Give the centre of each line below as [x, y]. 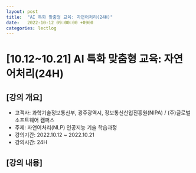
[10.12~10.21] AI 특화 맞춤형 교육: [84, 59]
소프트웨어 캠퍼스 [35, 120]
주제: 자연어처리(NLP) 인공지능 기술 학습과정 [66, 128]
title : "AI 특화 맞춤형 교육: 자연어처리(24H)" [60, 17]
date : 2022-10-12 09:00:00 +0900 [50, 22]
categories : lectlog [32, 28]
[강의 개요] [24, 97]
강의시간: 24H [31, 142]
